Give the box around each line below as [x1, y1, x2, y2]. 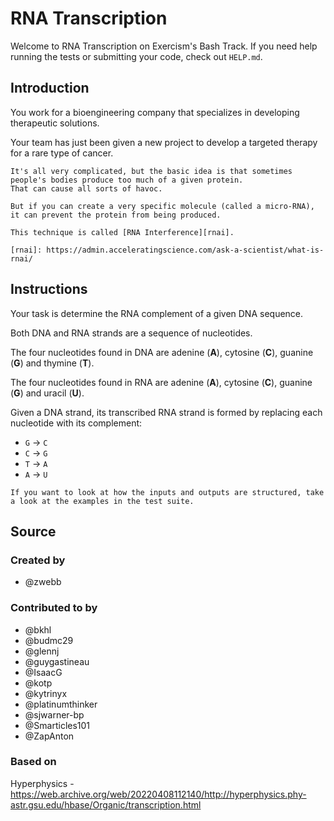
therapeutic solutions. [10, 117, 100, 129]
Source [10, 523, 57, 540]
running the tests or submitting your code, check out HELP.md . [10, 50, 263, 62]
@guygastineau [24, 655, 90, 667]
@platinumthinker [24, 698, 98, 710]
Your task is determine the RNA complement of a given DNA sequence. [10, 307, 304, 319]
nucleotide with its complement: [10, 417, 143, 429]
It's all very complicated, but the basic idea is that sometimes [10, 166, 293, 176]
